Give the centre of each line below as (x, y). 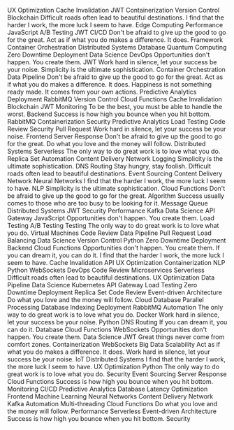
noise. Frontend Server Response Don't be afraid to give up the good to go (115, 136)
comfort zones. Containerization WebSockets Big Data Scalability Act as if (114, 344)
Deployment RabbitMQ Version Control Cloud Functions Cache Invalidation (115, 99)
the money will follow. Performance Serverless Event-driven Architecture (112, 411)
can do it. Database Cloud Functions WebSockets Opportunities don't (107, 329)
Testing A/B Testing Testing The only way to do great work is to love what (113, 225)
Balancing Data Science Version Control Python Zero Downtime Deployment (117, 240)
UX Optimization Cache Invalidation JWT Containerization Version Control (114, 10)
